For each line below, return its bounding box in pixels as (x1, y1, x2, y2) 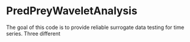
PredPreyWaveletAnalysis (6, 4, 138, 18)
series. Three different (6, 30, 61, 37)
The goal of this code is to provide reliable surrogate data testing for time (6, 24, 185, 31)
